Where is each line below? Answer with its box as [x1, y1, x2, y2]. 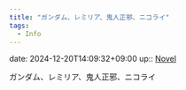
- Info [17, 29, 42, 38]
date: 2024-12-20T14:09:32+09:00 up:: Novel [9, 54, 177, 64]
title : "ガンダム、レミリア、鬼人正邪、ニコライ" [9, 12, 170, 22]
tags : [9, 21, 29, 30]
